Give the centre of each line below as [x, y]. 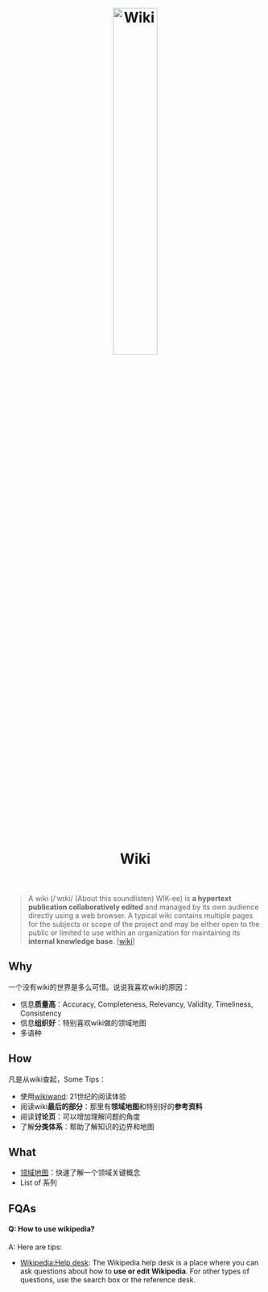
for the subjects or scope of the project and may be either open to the [144, 924]
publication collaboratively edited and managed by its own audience [143, 907]
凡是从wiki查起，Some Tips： [58, 1079]
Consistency [41, 1013]
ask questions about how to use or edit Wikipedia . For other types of [134, 1271]
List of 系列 [39, 1182]
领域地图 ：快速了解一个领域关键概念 [80, 1173]
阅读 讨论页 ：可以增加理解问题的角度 [80, 1116]
